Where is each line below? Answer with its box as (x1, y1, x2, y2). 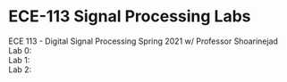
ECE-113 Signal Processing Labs (8, 6, 251, 27)
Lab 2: (8, 64, 32, 75)
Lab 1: (8, 54, 30, 65)
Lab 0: (8, 45, 32, 55)
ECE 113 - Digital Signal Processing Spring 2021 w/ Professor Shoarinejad (8, 36, 279, 46)
